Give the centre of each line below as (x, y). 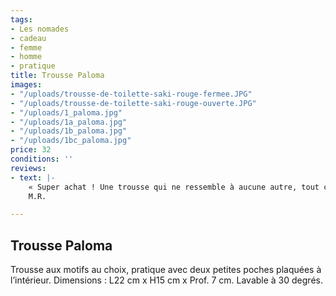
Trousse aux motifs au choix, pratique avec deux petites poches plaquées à (166, 270)
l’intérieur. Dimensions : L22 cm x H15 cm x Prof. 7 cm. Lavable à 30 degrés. (166, 280)
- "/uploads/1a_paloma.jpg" (69, 122)
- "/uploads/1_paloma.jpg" (66, 112)
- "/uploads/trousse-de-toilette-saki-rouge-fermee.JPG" (131, 94)
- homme (26, 57)
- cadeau (28, 38)
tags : (21, 19)
